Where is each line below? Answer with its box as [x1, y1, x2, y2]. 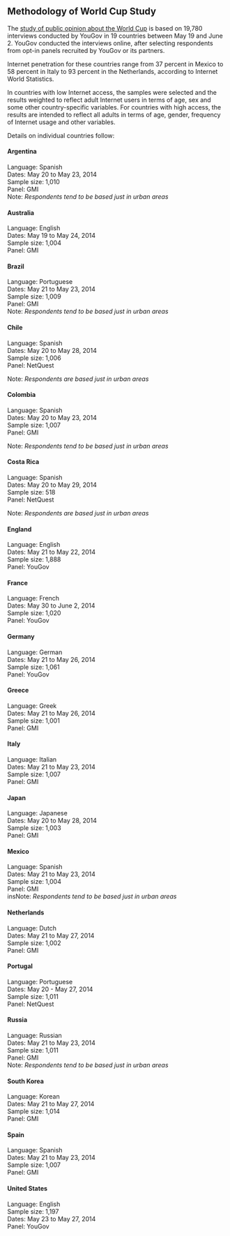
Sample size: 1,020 [7, 609, 61, 617]
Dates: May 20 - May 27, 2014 [7, 985, 93, 993]
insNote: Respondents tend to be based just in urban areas [7, 892, 177, 900]
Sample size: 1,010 [7, 178, 61, 186]
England [7, 525, 32, 533]
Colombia [7, 391, 36, 399]
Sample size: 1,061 [7, 663, 61, 671]
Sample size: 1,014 [7, 1107, 61, 1115]
